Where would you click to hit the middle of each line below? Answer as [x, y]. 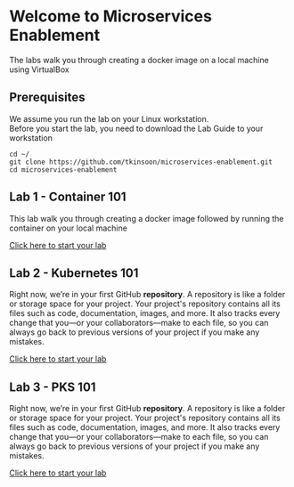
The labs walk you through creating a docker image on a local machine [139, 60]
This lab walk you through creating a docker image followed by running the [147, 218]
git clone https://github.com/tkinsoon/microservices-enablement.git [141, 162]
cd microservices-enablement [63, 170]
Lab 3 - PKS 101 [53, 387]
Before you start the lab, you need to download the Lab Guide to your [136, 128]
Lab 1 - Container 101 [68, 197]
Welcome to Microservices [110, 16]
